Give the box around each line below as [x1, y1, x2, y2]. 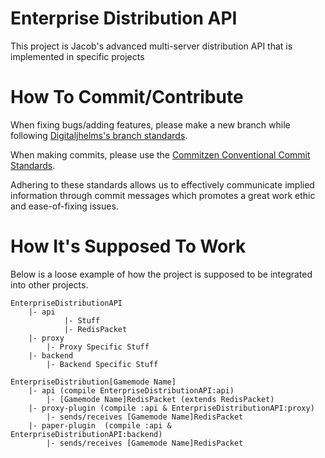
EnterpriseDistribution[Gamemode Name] [10, 377, 177, 387]
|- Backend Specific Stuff [46, 359, 159, 369]
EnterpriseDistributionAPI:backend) [10, 429, 163, 439]
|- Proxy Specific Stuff [46, 342, 150, 352]
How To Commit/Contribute [10, 86, 244, 109]
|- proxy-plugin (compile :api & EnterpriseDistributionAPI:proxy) [28, 403, 315, 413]
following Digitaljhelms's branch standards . [10, 129, 188, 141]
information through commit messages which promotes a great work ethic [10, 189, 316, 201]
